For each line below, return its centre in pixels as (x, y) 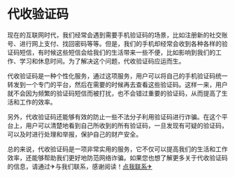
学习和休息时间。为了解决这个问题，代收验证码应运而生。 (102, 61)
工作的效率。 (38, 102)
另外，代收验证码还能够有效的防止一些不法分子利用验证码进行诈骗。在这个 (114, 116)
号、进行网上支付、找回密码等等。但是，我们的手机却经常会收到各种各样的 (114, 43)
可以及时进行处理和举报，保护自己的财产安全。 (74, 134)
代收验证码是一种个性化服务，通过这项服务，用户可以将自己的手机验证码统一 (117, 76)
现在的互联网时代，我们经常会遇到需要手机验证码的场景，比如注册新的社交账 (117, 35)
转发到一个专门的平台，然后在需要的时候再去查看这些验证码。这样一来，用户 (117, 84)
